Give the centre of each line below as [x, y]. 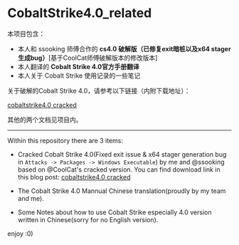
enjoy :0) [20, 234]
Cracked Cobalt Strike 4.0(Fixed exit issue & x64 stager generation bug [122, 154]
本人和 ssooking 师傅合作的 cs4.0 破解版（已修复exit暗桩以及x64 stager [124, 48]
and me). [31, 198]
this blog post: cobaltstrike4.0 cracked [74, 177]
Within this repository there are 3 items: [65, 140]
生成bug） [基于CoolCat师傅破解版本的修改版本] [87, 58]
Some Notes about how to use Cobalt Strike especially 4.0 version [115, 212]
